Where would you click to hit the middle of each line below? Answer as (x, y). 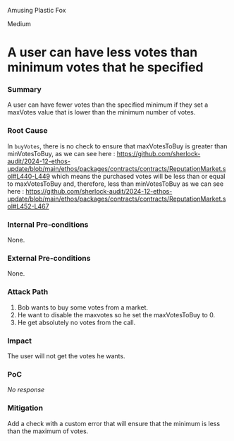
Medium (19, 24)
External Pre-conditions (49, 258)
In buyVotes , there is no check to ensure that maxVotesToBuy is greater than (117, 146)
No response (26, 390)
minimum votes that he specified (105, 67)
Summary (25, 90)
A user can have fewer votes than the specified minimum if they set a (108, 105)
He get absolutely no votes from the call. (76, 322)
